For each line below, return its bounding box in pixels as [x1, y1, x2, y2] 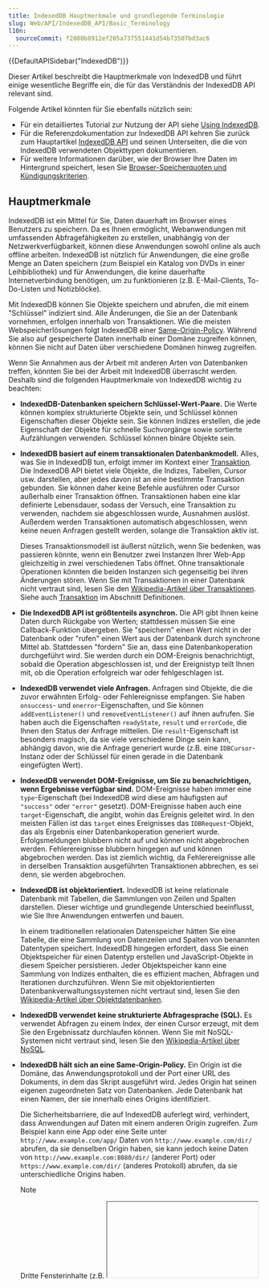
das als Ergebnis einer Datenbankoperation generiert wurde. [19, 827, 220, 836]
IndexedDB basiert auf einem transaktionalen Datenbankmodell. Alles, [19, 449, 259, 459]
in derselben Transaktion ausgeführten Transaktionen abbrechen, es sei [19, 861, 259, 871]
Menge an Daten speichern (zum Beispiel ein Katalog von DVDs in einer [8, 259, 245, 268]
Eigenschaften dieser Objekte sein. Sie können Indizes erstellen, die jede [19, 416, 261, 426]
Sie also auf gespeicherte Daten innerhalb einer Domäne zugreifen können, [8, 334, 258, 344]
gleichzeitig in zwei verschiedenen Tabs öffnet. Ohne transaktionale [19, 558, 245, 568]
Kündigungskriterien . [19, 171, 90, 181]
